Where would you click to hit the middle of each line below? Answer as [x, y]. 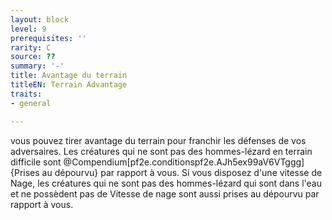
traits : [26, 94]
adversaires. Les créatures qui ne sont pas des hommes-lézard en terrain [161, 151]
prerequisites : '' [48, 38]
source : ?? [33, 57]
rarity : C [31, 47]
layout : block [40, 19]
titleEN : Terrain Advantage [69, 85]
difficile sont [36, 162]
